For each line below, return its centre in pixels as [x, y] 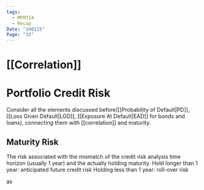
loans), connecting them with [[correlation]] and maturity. [79, 123]
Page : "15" [20, 35]
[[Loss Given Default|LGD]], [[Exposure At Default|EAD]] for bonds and [96, 116]
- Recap [22, 23]
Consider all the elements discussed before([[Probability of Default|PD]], [98, 110]
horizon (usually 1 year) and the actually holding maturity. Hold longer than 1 [102, 163]
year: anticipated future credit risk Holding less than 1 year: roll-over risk [97, 170]
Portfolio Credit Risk [59, 93]
